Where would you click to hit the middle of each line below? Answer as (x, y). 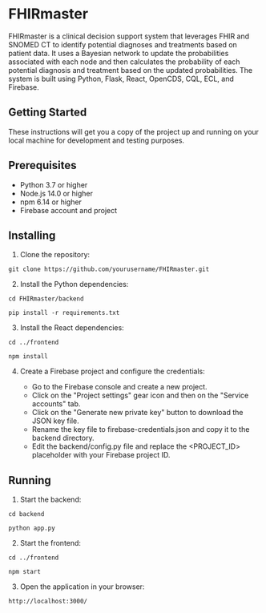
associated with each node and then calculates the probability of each (124, 62)
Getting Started (48, 113)
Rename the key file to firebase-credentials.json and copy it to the (141, 430)
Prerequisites (42, 165)
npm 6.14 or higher (51, 202)
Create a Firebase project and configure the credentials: (113, 371)
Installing (32, 235)
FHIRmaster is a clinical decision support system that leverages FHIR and (129, 36)
